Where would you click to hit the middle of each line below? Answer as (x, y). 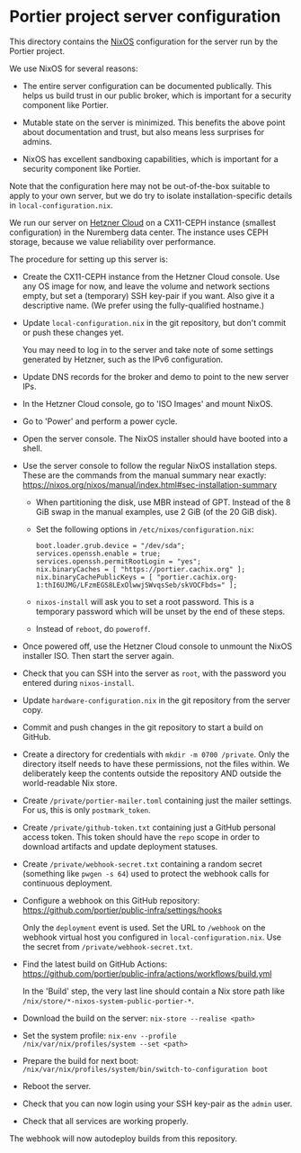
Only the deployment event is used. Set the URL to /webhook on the (144, 927)
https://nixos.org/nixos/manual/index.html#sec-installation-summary (149, 484)
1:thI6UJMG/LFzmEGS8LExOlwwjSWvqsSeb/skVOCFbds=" (131, 585)
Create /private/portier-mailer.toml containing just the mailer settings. (157, 800)
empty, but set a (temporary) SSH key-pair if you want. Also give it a (149, 295)
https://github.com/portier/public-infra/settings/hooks (122, 910)
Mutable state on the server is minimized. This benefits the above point (154, 122)
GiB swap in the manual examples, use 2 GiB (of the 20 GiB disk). (156, 511)
